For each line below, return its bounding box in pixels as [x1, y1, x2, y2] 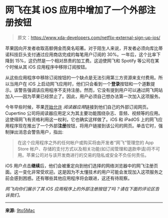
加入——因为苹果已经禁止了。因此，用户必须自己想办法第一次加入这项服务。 [5, 93, 163, 99]
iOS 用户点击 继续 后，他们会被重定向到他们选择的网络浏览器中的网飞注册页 [5, 162, 158, 168]
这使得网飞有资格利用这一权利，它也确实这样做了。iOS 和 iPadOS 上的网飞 [5, 116, 158, 122]
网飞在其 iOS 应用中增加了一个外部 [5, 4, 147, 16]
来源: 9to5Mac [5, 207, 35, 213]
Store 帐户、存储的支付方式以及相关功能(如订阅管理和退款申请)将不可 [17, 145, 160, 151]
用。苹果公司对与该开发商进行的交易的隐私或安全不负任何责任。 [17, 152, 149, 158]
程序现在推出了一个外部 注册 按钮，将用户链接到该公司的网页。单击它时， [9, 122, 158, 128]
